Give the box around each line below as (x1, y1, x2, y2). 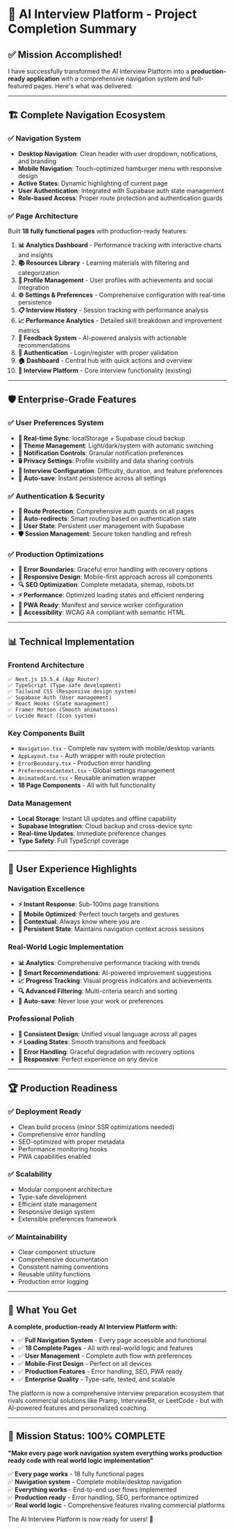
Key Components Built (8, 728, 85, 738)
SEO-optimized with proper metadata (17, 1137, 125, 1146)
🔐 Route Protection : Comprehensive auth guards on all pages (17, 507, 194, 515)
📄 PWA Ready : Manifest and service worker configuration (17, 601, 183, 609)
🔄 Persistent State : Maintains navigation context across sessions (17, 925, 205, 933)
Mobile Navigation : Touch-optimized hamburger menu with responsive (17, 164, 222, 172)
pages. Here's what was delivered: (33, 82, 133, 90)
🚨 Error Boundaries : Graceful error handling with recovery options (17, 566, 208, 574)
